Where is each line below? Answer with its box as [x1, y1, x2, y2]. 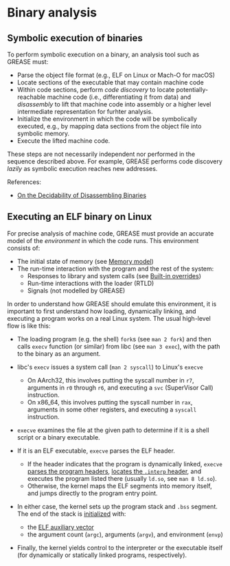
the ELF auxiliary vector [27, 523, 95, 531]
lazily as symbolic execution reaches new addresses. [7, 165, 158, 172]
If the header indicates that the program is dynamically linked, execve [27, 460, 223, 468]
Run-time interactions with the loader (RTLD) [27, 279, 154, 287]
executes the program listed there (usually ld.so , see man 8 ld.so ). [27, 474, 218, 482]
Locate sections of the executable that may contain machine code [16, 78, 204, 87]
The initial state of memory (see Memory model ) [16, 257, 154, 265]
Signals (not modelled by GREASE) [27, 286, 126, 295]
